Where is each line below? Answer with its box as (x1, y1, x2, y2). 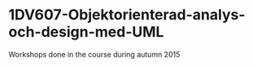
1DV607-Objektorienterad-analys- (8, 6, 246, 24)
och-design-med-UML (8, 23, 164, 41)
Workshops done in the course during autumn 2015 (8, 49, 181, 59)
